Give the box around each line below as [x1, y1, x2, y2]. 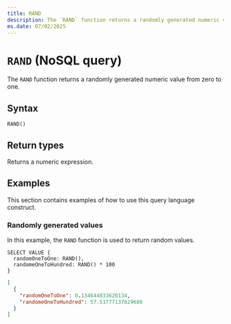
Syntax [7, 102, 38, 114]
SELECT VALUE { [7, 249, 51, 257]
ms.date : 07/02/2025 [7, 23, 67, 30]
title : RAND [7, 10, 41, 17]
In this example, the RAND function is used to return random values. [7, 236, 195, 244]
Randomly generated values [7, 220, 103, 230]
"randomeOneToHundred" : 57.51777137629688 [19, 299, 143, 305]
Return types [7, 139, 64, 151]
